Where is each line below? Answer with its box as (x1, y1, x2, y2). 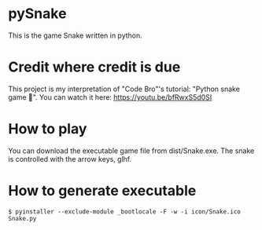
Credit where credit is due (8, 58, 181, 76)
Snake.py (8, 214, 37, 222)
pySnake (8, 5, 67, 23)
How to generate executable (8, 182, 197, 199)
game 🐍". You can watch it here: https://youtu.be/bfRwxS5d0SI (8, 92, 212, 102)
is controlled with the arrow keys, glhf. (8, 154, 132, 163)
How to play (8, 120, 87, 138)
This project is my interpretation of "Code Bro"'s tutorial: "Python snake (8, 84, 240, 93)
